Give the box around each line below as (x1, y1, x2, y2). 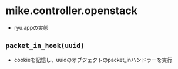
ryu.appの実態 (14, 24, 49, 31)
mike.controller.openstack (5, 4, 137, 18)
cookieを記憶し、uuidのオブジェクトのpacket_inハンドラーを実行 (14, 56, 173, 63)
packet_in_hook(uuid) (5, 42, 85, 50)
